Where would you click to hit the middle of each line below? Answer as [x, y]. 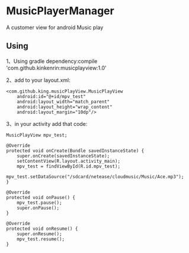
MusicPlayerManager [60, 11]
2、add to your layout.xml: [38, 80]
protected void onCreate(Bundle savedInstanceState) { [75, 151]
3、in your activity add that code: [47, 124]
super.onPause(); [38, 208]
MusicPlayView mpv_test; [37, 135]
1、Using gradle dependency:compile [52, 61]
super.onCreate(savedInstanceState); [63, 156]
